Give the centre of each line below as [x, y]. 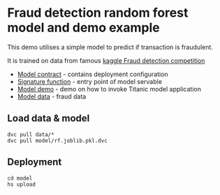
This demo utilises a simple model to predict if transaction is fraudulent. [110, 47]
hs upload [22, 184]
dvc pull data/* [31, 134]
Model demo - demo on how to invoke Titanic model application [109, 89]
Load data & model [49, 118]
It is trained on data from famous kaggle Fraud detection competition [106, 60]
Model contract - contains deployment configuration [93, 74]
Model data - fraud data [52, 96]
